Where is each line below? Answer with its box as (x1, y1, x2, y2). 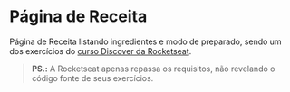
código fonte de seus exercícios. (31, 72, 154, 83)
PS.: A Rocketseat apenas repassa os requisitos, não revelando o (31, 63, 275, 74)
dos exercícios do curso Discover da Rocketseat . (9, 45, 192, 56)
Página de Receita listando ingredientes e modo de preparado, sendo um (9, 36, 283, 47)
